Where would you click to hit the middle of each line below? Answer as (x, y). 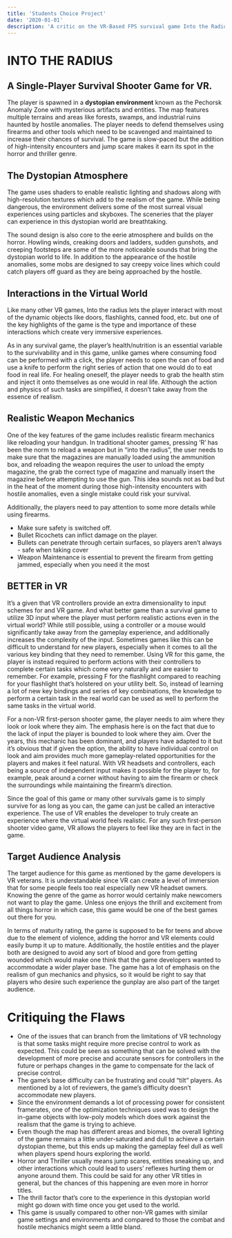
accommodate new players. (57, 1095)
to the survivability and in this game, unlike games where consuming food (112, 352)
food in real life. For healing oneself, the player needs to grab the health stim (116, 375)
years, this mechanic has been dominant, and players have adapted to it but (115, 741)
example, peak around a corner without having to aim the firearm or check (113, 777)
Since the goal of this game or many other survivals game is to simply (106, 798)
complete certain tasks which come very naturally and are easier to (103, 669)
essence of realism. (35, 397)
